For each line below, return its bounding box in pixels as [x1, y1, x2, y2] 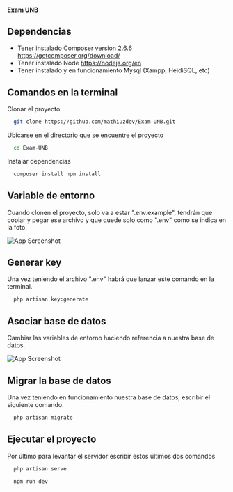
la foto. [7, 223, 28, 231]
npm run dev [13, 477, 49, 485]
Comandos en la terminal [7, 86, 118, 98]
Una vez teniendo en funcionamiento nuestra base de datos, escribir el [7, 393, 211, 402]
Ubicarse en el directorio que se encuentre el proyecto [7, 131, 164, 139]
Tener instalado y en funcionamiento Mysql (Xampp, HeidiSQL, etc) [17, 66, 210, 74]
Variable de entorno [7, 190, 95, 202]
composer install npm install [13, 170, 101, 177]
